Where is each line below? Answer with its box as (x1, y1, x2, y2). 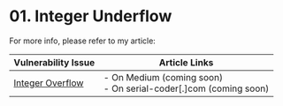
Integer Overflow (13, 77, 84, 89)
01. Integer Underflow (9, 6, 172, 26)
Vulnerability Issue (13, 56, 96, 68)
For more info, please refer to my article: (9, 35, 157, 46)
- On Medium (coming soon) (103, 71, 224, 83)
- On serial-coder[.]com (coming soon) (103, 82, 270, 95)
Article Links (158, 56, 214, 68)
